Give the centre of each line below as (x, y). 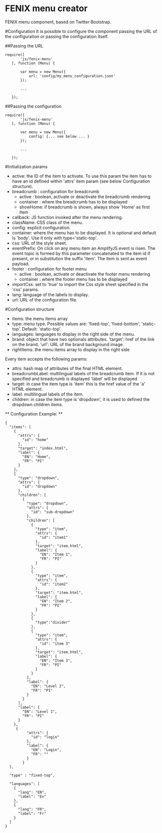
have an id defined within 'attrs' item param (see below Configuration (81, 181)
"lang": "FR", (32, 809)
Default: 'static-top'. (42, 329)
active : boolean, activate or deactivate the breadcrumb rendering (85, 197)
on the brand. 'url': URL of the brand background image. (68, 344)
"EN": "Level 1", (40, 712)
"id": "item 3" (55, 644)
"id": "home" (36, 440)
